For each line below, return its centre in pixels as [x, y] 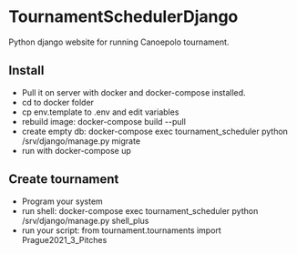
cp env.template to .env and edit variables [100, 112]
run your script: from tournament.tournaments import [122, 230]
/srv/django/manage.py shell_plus [85, 220]
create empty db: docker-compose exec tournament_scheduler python [155, 131]
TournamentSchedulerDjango [123, 17]
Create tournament [64, 179]
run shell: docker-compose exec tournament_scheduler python [140, 210]
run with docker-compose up [76, 150]
